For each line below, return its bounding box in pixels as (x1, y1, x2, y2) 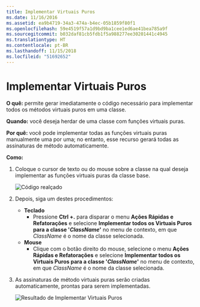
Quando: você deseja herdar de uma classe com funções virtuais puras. (6, 117, 186, 125)
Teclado (23, 206, 45, 214)
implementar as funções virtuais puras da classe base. (14, 172, 150, 179)
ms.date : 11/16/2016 (6, 14, 58, 20)
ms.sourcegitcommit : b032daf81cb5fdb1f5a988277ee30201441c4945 (6, 31, 168, 37)
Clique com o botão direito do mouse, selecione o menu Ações (32, 245, 189, 252)
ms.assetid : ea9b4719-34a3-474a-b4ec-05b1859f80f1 (6, 20, 136, 26)
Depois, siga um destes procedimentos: (14, 195, 114, 202)
